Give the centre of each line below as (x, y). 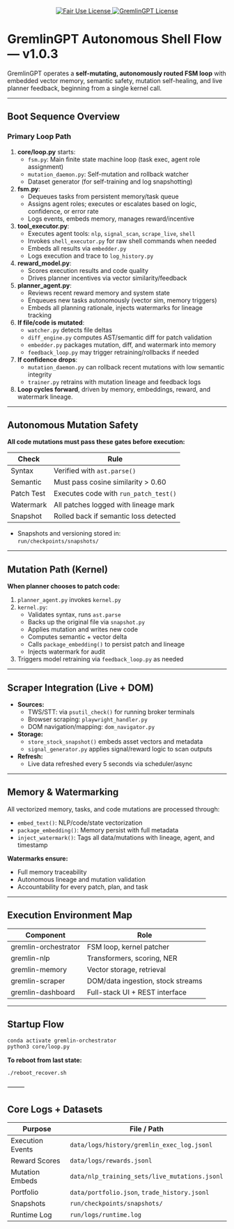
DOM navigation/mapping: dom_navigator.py (91, 727)
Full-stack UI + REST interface (136, 992)
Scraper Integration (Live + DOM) (81, 687)
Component (46, 935)
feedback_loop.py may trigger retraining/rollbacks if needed (113, 352)
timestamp (32, 845)
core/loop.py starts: (46, 152)
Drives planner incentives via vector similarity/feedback (107, 278)
